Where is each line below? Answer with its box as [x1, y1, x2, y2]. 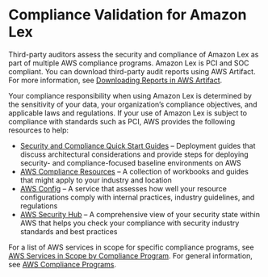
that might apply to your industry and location [19, 175, 172, 185]
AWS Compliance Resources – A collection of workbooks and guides [19, 166, 249, 176]
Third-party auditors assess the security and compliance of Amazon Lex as [8, 49, 259, 59]
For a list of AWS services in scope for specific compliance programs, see [8, 242, 254, 252]
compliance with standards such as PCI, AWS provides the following [8, 116, 236, 126]
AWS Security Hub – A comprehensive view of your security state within [19, 209, 261, 219]
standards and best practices [19, 226, 118, 236]
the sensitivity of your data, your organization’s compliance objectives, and [8, 99, 258, 109]
